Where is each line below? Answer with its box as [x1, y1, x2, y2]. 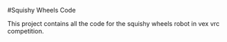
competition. [7, 27, 45, 35]
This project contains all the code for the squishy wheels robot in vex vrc [7, 20, 220, 27]
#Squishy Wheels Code [7, 6, 76, 14]
